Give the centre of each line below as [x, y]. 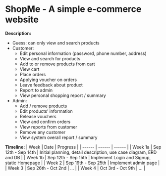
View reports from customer [49, 127]
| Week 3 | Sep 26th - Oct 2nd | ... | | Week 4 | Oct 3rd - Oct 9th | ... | [75, 168]
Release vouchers [38, 116]
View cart [29, 69]
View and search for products [50, 58]
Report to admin [36, 90]
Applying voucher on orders [48, 80]
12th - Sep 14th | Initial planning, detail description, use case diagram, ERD [81, 152]
